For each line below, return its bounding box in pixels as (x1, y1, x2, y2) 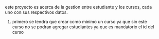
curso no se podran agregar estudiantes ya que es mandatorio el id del (12, 24, 155, 30)
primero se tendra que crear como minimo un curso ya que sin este (12, 19, 147, 24)
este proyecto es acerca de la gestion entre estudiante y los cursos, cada (5, 4, 152, 10)
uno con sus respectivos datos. (5, 9, 68, 15)
